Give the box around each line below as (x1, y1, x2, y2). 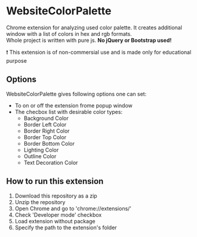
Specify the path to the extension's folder (14, 224, 118, 231)
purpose (6, 57, 27, 64)
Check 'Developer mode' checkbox (14, 211, 102, 218)
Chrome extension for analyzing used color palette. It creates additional (6, 24, 182, 31)
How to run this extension (6, 176, 104, 186)
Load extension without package (14, 217, 96, 224)
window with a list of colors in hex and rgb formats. (6, 30, 133, 37)
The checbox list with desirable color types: (14, 108, 123, 115)
